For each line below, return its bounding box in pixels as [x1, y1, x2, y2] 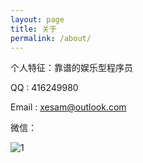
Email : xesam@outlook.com [10, 101, 127, 113]
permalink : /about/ [10, 33, 92, 43]
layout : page [10, 14, 65, 25]
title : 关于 [10, 24, 57, 34]
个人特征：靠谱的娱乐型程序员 [10, 62, 133, 74]
